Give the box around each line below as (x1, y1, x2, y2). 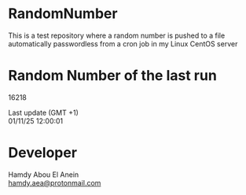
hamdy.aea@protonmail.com (8, 178, 101, 187)
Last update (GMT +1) (8, 108, 79, 117)
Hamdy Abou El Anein (8, 170, 79, 179)
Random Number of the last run (8, 67, 218, 85)
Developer (8, 144, 77, 162)
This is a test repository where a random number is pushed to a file (8, 31, 226, 40)
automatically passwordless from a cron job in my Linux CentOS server (8, 39, 238, 48)
